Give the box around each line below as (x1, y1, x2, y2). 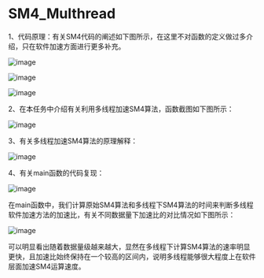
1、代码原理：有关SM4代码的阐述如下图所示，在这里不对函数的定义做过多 (8, 32, 247, 41)
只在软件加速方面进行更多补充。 (21, 41, 126, 51)
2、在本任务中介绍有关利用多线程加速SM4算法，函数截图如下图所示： (8, 104, 234, 113)
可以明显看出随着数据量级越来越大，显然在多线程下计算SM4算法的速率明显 (8, 242, 251, 251)
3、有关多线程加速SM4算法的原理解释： (8, 135, 138, 146)
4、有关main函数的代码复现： (8, 168, 104, 177)
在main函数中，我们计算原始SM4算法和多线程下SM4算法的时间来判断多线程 (8, 200, 254, 209)
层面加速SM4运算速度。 (8, 261, 86, 271)
